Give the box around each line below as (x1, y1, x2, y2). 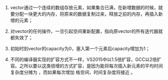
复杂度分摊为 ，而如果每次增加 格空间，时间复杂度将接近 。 (10, 69, 136, 75)
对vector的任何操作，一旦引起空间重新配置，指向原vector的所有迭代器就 (10, 28, 163, 34)
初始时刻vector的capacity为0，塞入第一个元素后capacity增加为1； (10, 46, 150, 51)
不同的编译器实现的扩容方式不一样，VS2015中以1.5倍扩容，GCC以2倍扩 (10, 56, 162, 63)
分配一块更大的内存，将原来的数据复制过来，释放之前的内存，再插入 (14, 11, 159, 17)
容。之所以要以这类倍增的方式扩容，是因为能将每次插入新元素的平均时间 (10, 63, 163, 69)
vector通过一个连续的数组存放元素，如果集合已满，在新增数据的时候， (10, 5, 159, 10)
